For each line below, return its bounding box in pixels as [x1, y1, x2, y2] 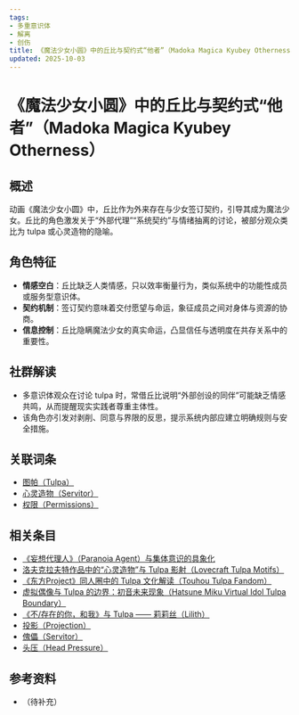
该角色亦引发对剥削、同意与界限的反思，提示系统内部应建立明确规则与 [21, 412, 280, 423]
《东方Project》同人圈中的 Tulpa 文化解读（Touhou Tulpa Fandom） [21, 576, 272, 587]
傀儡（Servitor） [21, 631, 83, 642]
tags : [9, 12, 29, 22]
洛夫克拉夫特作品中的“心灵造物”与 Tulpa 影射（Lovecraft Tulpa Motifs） [21, 564, 285, 575]
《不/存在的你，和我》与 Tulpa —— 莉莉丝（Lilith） [21, 609, 210, 620]
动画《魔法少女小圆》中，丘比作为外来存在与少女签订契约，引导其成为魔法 [9, 204, 282, 214]
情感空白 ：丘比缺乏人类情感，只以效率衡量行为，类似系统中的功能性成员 [21, 280, 287, 291]
